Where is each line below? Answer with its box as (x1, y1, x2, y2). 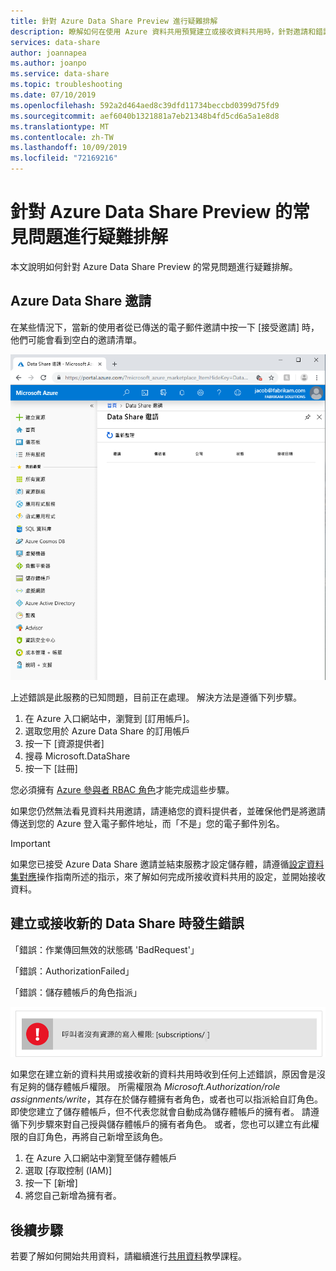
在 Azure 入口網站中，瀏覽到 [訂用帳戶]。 (24, 713, 195, 725)
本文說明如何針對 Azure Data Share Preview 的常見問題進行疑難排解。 (10, 260, 298, 272)
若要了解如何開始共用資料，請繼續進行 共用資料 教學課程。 (10, 1250, 247, 1262)
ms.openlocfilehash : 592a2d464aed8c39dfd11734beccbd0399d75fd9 (10, 100, 280, 110)
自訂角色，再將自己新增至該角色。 (27, 1131, 168, 1143)
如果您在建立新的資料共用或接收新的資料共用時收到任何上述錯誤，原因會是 (10, 1068, 317, 1080)
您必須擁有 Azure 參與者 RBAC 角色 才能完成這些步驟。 (10, 784, 235, 796)
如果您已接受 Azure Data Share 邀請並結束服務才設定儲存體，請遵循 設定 (10, 858, 307, 870)
